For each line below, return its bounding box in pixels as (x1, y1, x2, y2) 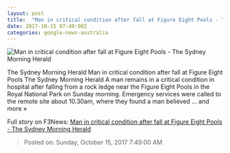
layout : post (7, 10, 44, 17)
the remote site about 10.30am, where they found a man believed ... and (7, 97, 210, 106)
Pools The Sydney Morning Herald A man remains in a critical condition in (7, 76, 215, 84)
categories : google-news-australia (7, 29, 109, 36)
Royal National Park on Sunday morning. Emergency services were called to (7, 90, 221, 98)
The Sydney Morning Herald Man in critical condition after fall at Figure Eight (7, 68, 223, 76)
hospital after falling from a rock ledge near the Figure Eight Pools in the (7, 83, 210, 91)
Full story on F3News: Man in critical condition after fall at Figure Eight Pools (7, 117, 222, 126)
